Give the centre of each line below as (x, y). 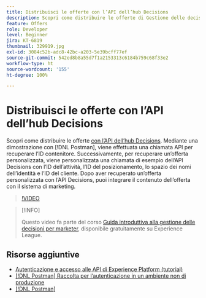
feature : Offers (27, 23)
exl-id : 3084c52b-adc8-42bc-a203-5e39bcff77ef (67, 52)
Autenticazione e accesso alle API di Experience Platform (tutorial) (99, 269)
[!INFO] (31, 210)
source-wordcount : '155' (38, 69)
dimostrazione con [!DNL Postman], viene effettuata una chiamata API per (100, 147)
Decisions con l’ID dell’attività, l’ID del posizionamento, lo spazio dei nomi (99, 167)
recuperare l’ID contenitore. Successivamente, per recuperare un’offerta (97, 154)
